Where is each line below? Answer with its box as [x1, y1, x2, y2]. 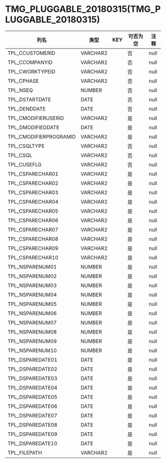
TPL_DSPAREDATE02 [7, 365, 58, 372]
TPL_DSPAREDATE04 [7, 384, 58, 391]
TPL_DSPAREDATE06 [7, 403, 58, 409]
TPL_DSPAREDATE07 [7, 412, 58, 419]
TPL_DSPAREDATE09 [7, 430, 58, 437]
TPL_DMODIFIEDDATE [7, 124, 60, 131]
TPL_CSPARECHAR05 [7, 207, 58, 214]
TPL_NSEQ [7, 87, 33, 94]
